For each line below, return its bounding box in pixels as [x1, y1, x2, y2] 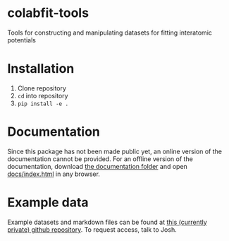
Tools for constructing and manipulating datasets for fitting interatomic [7, 28, 213, 37]
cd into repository [17, 91, 68, 100]
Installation [7, 61, 75, 77]
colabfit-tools [7, 5, 89, 21]
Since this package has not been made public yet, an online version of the [7, 147, 222, 155]
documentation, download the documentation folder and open [7, 162, 188, 170]
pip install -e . [17, 100, 69, 107]
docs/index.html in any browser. [7, 170, 101, 178]
